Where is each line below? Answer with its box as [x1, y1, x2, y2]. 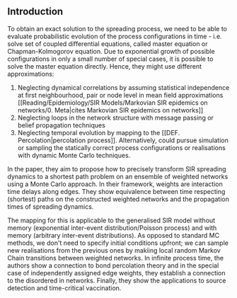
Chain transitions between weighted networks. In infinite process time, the [7, 253, 224, 262]
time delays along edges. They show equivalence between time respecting [7, 187, 226, 195]
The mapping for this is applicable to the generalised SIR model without [7, 216, 216, 224]
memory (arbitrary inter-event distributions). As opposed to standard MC [7, 231, 220, 239]
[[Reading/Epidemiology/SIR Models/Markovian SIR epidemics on [17, 98, 208, 107]
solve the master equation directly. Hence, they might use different [7, 62, 202, 70]
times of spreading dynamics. [7, 202, 94, 211]
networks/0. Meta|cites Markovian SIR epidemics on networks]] [17, 105, 204, 114]
